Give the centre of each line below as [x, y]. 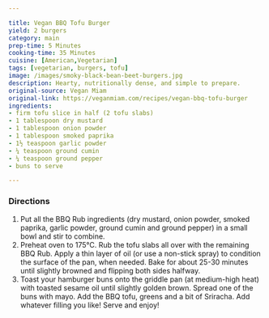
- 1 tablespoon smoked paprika [61, 136]
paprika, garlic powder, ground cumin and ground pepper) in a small [134, 227]
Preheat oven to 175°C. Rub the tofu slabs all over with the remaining [134, 244]
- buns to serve [36, 166]
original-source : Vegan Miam [58, 91]
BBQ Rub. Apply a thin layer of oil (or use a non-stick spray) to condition [140, 253]
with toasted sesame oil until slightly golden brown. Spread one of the [137, 287]
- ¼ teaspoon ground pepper [56, 159]
